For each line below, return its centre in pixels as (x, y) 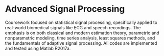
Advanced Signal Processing (65, 9)
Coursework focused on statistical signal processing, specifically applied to (81, 22)
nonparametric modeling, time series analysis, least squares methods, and (80, 38)
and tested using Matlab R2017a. (38, 48)
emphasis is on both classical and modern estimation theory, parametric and (82, 33)
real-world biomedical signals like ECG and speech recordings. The (73, 27)
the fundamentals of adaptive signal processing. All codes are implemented (81, 43)
